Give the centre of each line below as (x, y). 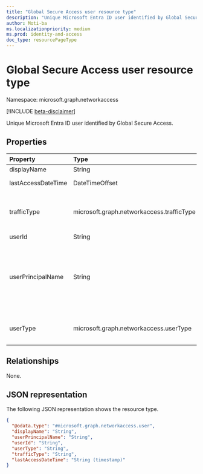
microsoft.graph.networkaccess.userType (133, 328)
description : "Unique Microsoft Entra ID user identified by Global (94, 18)
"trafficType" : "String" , (44, 454)
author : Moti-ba (27, 23)
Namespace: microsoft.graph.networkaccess (63, 99)
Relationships (33, 361)
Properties (27, 142)
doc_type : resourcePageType (42, 40)
